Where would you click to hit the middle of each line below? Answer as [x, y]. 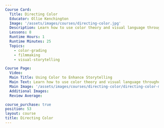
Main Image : [22, 86]
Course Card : [18, 10]
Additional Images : [29, 91]
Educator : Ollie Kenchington [39, 19]
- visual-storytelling [37, 60]
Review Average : [26, 96]
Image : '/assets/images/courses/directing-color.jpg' [65, 23]
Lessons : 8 [20, 32]
